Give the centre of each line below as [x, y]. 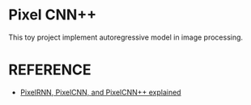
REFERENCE [50, 70]
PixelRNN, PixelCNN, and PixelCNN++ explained [100, 92]
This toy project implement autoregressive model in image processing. [126, 37]
